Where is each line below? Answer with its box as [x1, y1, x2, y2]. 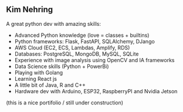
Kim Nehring [6, 5, 53, 15]
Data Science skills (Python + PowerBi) [14, 63, 109, 70]
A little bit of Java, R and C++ [14, 82, 86, 89]
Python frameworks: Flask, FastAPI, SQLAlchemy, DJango [14, 38, 155, 45]
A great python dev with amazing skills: [6, 20, 101, 27]
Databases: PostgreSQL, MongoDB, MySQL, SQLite [14, 50, 139, 57]
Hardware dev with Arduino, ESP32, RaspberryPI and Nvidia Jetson [14, 87, 178, 94]
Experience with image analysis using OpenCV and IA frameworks [14, 56, 175, 63]
